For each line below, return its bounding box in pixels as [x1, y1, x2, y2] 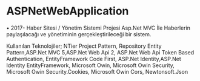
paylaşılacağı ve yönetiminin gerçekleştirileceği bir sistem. [6, 30, 152, 37]
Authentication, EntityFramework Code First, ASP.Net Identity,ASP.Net [6, 55, 181, 62]
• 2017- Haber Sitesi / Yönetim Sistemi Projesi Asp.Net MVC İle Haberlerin [6, 24, 191, 31]
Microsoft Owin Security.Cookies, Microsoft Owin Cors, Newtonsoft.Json [6, 68, 188, 75]
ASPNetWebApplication [6, 4, 129, 18]
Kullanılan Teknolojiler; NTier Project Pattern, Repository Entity [6, 42, 162, 50]
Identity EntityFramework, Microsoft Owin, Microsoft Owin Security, [6, 62, 175, 69]
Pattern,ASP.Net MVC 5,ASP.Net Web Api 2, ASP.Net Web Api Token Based [6, 48, 195, 56]
